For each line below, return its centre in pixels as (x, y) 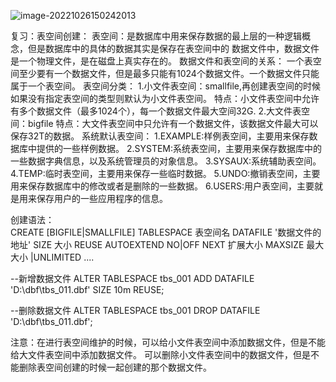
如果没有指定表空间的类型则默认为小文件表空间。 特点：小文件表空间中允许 (165, 98)
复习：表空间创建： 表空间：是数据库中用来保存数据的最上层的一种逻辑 (156, 36)
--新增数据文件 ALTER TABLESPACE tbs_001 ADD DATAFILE (132, 278)
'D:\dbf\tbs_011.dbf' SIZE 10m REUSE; (87, 289)
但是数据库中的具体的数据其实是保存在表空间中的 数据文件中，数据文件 (173, 48)
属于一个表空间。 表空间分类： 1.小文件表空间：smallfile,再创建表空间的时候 (166, 86)
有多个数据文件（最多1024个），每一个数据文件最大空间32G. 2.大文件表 (156, 111)
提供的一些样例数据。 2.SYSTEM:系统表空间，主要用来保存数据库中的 (179, 148)
